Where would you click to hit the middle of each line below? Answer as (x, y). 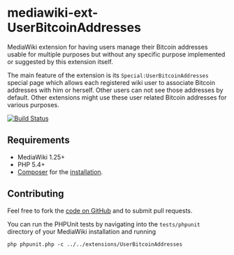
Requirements (38, 140)
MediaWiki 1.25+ (41, 157)
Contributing (36, 194)
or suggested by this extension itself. (60, 61)
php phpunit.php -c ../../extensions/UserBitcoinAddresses (95, 244)
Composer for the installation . (60, 171)
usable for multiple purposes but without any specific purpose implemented (116, 54)
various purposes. (33, 105)
